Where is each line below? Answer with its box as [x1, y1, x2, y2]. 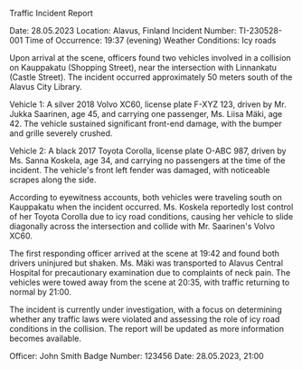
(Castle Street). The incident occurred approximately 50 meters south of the [9, 72, 293, 83]
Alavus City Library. [9, 82, 83, 92]
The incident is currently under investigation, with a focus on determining [9, 304, 282, 315]
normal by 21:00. [9, 287, 72, 297]
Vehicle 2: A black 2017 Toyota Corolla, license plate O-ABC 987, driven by [9, 145, 287, 156]
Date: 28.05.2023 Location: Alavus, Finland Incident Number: [9, 25, 237, 35]
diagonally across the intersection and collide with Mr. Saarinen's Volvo [9, 221, 276, 231]
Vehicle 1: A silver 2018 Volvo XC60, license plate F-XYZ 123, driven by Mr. [9, 99, 287, 110]
